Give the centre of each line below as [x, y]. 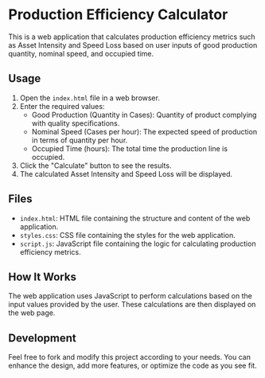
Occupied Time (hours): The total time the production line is [130, 148]
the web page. [32, 313]
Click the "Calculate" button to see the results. [95, 166]
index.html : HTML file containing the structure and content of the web [135, 218]
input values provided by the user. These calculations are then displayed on [132, 305]
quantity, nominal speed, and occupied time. [81, 53]
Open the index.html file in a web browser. [90, 98]
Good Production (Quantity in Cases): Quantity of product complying [144, 115]
